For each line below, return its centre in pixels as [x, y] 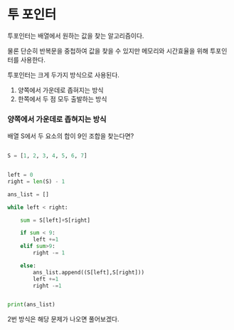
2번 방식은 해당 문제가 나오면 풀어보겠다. [63, 319]
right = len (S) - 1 [36, 181]
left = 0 [20, 175]
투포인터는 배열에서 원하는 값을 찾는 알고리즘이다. [76, 36]
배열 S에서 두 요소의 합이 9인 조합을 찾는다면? [71, 136]
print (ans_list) [31, 305]
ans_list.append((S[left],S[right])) [89, 272]
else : [28, 265]
